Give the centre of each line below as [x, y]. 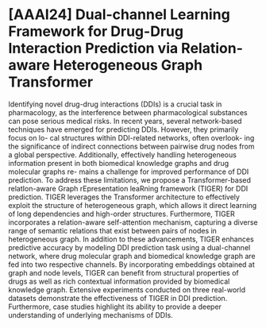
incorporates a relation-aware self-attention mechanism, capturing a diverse [133, 222]
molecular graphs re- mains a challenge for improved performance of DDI [129, 172]
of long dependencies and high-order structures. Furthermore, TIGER [122, 214]
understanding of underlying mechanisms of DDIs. [91, 314]
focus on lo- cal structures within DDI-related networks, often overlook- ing [131, 137]
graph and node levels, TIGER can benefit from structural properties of [124, 272]
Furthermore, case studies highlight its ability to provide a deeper [115, 307]
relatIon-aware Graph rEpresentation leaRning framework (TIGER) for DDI [128, 188]
